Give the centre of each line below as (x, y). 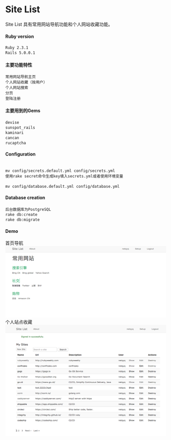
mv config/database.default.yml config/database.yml (63, 186)
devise (12, 122)
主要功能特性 (19, 64)
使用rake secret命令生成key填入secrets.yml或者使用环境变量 (64, 176)
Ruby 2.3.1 (17, 48)
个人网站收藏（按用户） (26, 82)
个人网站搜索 (17, 88)
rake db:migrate (22, 219)
